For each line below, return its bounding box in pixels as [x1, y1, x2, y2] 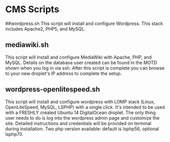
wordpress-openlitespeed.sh [5, 85, 100, 94]
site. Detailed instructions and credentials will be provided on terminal [5, 120, 152, 126]
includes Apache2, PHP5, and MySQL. [5, 25, 86, 32]
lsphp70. [5, 131, 24, 137]
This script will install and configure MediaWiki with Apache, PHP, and [5, 54, 152, 60]
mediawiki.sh [5, 41, 49, 49]
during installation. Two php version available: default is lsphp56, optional [5, 126, 159, 132]
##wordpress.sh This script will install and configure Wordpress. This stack [5, 20, 163, 26]
